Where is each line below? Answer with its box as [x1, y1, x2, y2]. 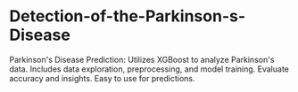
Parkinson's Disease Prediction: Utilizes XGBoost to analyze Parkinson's [9, 54, 275, 65]
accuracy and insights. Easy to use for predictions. [9, 73, 195, 83]
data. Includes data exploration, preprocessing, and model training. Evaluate [9, 64, 290, 74]
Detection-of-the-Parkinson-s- [9, 6, 246, 27]
